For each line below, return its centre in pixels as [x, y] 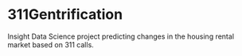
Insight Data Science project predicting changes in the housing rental [121, 36]
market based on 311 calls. [51, 44]
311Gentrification [65, 15]
